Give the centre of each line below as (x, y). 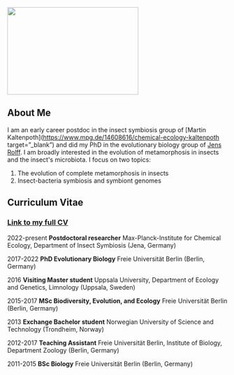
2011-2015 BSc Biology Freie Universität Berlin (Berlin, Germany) (100, 364)
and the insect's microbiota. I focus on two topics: (79, 160)
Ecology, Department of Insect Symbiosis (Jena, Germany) (92, 245)
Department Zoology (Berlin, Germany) (64, 350)
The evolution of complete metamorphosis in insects (93, 173)
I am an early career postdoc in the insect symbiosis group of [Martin (107, 129)
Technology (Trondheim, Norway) (56, 329)
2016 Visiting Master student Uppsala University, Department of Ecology (113, 280)
